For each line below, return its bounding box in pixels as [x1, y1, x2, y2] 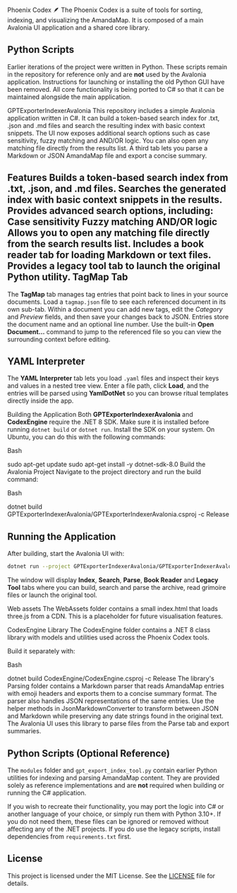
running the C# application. [7, 788, 87, 797]
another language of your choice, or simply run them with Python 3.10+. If [7, 810, 221, 818]
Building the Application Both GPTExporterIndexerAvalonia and [7, 410, 194, 419]
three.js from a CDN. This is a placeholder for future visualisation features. [7, 612, 224, 620]
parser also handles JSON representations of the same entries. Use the [7, 697, 215, 705]
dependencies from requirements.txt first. [7, 832, 132, 841]
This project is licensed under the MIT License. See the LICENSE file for [7, 871, 216, 880]
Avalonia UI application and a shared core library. [7, 23, 150, 32]
